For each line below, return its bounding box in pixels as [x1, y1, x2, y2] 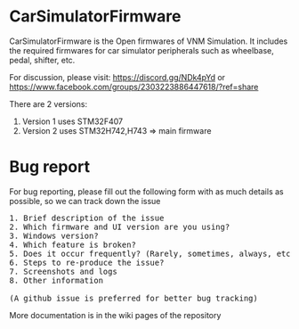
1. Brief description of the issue [9, 212, 165, 223]
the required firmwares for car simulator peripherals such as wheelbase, [9, 45, 274, 55]
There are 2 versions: [9, 98, 87, 109]
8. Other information [9, 275, 104, 285]
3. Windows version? [9, 230, 100, 241]
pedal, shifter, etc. [9, 54, 76, 65]
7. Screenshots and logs [9, 266, 117, 276]
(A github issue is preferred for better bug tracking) [9, 292, 258, 303]
